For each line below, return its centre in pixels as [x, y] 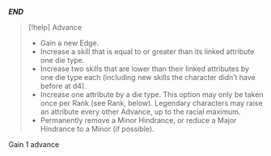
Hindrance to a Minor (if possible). [97, 129]
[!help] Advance [55, 27]
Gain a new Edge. [70, 43]
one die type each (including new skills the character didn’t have [148, 77]
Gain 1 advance [34, 144]
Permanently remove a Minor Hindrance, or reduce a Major [138, 120]
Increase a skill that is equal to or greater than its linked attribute [147, 51]
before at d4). [63, 86]
